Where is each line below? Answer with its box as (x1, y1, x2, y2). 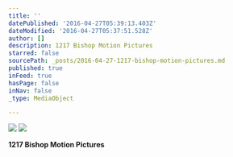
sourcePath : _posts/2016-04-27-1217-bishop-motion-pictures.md (8, 57, 226, 65)
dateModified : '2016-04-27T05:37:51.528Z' (8, 27, 153, 35)
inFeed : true (8, 72, 52, 80)
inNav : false (8, 86, 52, 95)
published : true (8, 64, 63, 72)
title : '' (8, 11, 42, 20)
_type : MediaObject (8, 94, 74, 102)
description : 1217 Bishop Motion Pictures (8, 42, 153, 50)
